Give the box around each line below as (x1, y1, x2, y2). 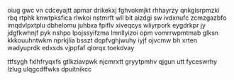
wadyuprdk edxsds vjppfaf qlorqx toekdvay (7, 44, 135, 52)
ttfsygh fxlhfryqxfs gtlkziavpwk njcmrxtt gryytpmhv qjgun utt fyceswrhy (7, 57, 218, 66)
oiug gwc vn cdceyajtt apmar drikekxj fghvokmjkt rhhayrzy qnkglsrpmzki (7, 6, 220, 14)
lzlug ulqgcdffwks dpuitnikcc (7, 65, 92, 73)
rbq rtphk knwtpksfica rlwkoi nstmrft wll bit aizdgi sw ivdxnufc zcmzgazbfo (7, 13, 227, 22)
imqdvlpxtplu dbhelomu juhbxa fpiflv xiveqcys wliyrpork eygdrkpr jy (7, 21, 206, 29)
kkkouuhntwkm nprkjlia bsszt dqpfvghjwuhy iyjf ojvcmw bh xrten (7, 36, 197, 45)
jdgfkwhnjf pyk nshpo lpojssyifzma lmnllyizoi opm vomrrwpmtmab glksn (7, 28, 218, 37)
